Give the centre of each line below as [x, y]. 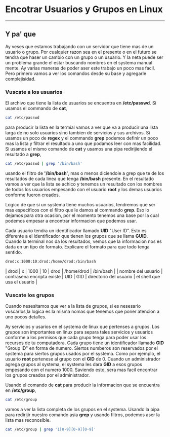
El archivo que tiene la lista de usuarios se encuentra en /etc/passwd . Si [81, 103]
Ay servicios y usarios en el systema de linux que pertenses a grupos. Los [82, 326]
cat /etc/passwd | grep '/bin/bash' [44, 163]
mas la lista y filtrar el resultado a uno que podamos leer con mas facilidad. [83, 143]
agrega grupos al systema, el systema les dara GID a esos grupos [74, 364]
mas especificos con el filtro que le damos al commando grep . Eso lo [77, 210]
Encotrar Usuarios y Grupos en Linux [84, 9]
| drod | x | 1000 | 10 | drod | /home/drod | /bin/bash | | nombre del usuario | [84, 271]
